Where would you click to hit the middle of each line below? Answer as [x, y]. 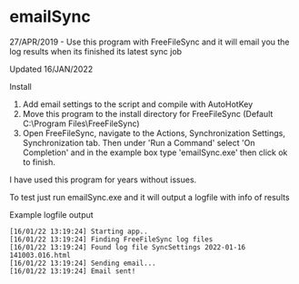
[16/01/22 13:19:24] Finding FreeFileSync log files [111, 239]
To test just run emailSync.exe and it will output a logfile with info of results [149, 197]
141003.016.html [40, 255]
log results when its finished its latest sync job [96, 51]
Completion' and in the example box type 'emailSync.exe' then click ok [155, 152]
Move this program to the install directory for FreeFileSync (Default [148, 113]
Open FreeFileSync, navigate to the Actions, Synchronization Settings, [154, 132]
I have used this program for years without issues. [103, 180]
